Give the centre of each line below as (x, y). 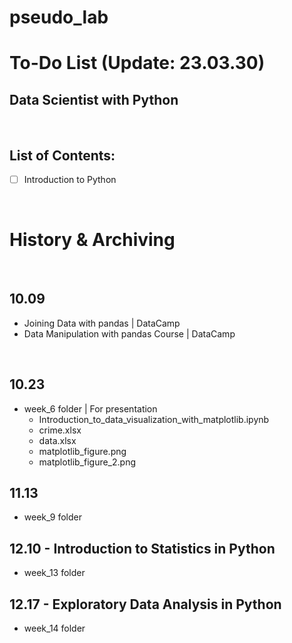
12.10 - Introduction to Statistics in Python (142, 548)
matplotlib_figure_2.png (87, 462)
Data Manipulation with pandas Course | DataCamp (129, 333)
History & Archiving (92, 240)
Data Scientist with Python (94, 99)
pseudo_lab (59, 17)
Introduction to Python (70, 179)
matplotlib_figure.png (82, 451)
